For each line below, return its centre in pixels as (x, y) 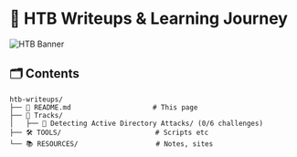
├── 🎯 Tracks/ (37, 115)
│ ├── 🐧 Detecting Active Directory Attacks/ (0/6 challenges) (136, 123)
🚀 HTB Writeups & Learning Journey (148, 19)
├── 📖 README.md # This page (104, 107)
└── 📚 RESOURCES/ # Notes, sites (111, 144)
